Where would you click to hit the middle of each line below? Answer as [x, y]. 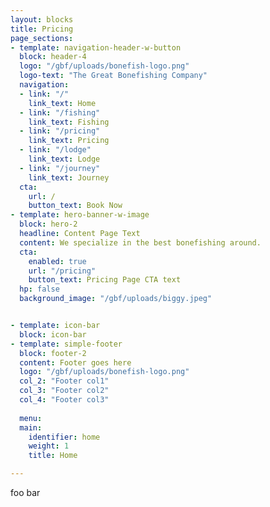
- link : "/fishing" [60, 112]
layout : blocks [42, 19]
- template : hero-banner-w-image [80, 215]
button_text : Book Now [75, 206]
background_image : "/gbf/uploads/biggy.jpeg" [116, 299]
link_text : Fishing [69, 122]
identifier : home [64, 437]
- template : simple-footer [66, 344]
